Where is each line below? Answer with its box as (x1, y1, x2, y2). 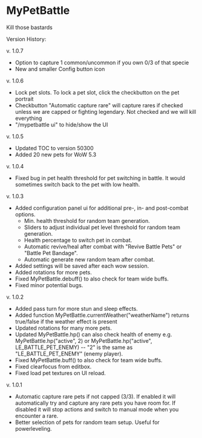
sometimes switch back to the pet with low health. (15, 181, 140, 188)
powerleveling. (15, 425, 53, 432)
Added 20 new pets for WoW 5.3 (15, 151, 97, 158)
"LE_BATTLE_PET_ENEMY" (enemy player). (15, 350, 123, 357)
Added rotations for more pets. (15, 268, 92, 276)
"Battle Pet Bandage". (24, 249, 79, 256)
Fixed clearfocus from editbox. (15, 363, 92, 370)
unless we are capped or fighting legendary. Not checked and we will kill (15, 108, 197, 115)
